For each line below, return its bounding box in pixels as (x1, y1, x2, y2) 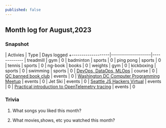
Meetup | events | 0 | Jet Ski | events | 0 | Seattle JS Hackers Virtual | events (5, 78, 162, 85)
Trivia (5, 96, 19, 103)
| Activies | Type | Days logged (5, 52, 68, 58)
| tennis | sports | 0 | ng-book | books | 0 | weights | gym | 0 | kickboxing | (5, 63, 156, 69)
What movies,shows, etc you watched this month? (12, 117, 115, 123)
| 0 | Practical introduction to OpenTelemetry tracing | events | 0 (5, 84, 135, 90)
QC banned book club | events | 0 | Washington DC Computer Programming (5, 73, 160, 79)
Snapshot (5, 40, 29, 47)
